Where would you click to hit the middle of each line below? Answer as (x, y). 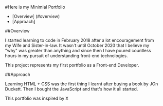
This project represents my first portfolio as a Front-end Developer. (72, 65)
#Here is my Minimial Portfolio (35, 7)
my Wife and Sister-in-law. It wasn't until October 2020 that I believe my (77, 45)
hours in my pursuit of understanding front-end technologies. (66, 56)
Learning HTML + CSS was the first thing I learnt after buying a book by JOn (81, 84)
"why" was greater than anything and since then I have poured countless (78, 51)
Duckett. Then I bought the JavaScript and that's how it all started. (72, 89)
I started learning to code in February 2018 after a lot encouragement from (80, 40)
